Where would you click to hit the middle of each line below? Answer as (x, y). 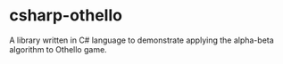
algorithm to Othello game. (58, 49)
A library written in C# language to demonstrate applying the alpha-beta (141, 40)
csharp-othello (66, 16)
